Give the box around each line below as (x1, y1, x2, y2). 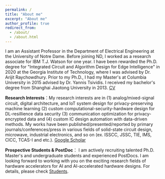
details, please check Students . (5, 168, 69, 174)
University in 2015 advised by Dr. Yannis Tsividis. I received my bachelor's (5, 79, 156, 85)
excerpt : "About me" (5, 16, 48, 21)
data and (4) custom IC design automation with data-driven (27, 116, 148, 122)
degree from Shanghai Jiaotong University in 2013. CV (5, 85, 116, 90)
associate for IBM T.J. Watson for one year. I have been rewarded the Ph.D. (5, 59, 158, 64)
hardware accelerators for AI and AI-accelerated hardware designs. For (5, 163, 150, 169)
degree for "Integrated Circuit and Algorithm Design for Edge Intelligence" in (5, 63, 160, 69)
